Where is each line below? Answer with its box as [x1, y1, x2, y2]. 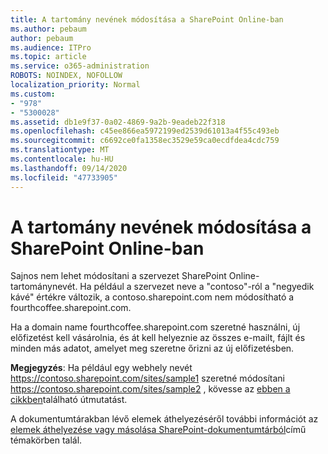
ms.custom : [10, 89, 56, 99]
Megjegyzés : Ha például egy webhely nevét [10, 362, 193, 374]
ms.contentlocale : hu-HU [10, 154, 114, 164]
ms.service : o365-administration [10, 61, 150, 71]
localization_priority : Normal [10, 80, 141, 90]
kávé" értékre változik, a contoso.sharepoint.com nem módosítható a [10, 291, 295, 303]
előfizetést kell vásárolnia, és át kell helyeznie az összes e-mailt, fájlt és [10, 332, 306, 344]
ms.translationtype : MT [10, 145, 110, 155]
